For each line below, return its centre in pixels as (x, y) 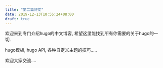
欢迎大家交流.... (21, 61)
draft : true (17, 19)
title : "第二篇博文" (24, 10)
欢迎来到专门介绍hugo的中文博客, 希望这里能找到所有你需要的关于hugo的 (80, 34)
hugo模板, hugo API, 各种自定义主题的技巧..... (51, 50)
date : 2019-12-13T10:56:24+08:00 (40, 14)
